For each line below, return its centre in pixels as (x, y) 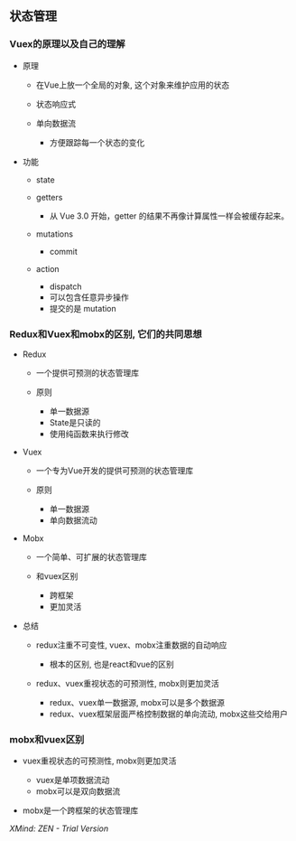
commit (64, 251)
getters (49, 197)
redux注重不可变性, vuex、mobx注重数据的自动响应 (131, 645)
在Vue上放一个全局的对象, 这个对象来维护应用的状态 (133, 85)
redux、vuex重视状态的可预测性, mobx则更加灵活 (127, 683)
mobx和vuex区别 (47, 739)
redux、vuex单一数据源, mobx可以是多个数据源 (137, 702)
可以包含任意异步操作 (89, 297)
